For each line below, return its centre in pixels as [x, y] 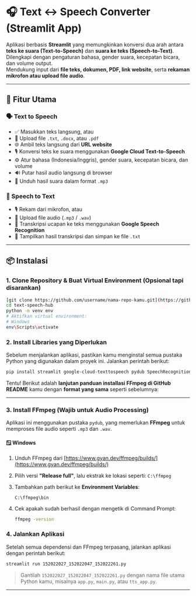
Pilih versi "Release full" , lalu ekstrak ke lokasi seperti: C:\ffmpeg [93, 475]
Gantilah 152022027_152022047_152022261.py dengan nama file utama [102, 575]
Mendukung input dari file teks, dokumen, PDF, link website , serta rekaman [98, 69]
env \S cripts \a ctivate [32, 327]
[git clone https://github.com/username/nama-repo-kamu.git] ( [83, 300]
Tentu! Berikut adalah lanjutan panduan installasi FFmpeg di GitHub [88, 383]
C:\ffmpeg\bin [32, 498]
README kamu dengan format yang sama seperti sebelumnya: [83, 389]
